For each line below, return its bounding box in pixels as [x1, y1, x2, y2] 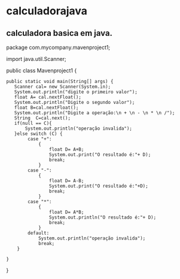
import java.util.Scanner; [6, 56, 67, 62]
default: [28, 230, 50, 236]
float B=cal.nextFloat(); [14, 105, 79, 111]
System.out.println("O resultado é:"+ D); [48, 214, 157, 220]
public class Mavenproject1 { [6, 67, 77, 74]
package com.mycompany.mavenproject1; [6, 44, 111, 51]
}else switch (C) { [14, 131, 63, 137]
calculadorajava [6, 4, 88, 18]
